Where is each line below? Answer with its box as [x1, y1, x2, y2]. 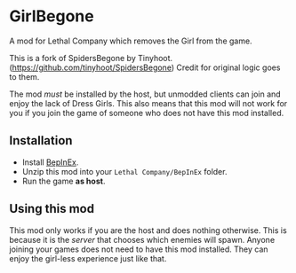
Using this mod [9, 201, 95, 216]
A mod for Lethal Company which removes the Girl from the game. [9, 35, 252, 46]
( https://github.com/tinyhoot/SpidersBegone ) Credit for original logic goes [9, 62, 281, 73]
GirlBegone [9, 6, 95, 27]
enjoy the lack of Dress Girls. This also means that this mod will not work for [9, 97, 288, 108]
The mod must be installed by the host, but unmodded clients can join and [9, 89, 282, 99]
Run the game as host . [21, 175, 106, 186]
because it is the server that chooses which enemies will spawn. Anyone [9, 234, 276, 245]
